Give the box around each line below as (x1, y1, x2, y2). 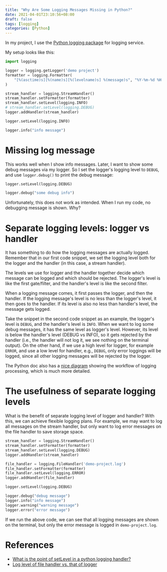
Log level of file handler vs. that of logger (12, 561, 97, 567)
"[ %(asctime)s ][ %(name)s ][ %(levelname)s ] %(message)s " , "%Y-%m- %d (14, 77, 155, 83)
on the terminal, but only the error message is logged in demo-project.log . (5, 521, 158, 528)
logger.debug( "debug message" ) (5, 493, 70, 498)
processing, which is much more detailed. (5, 368, 91, 374)
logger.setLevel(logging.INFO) (5, 119, 70, 124)
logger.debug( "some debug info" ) (5, 191, 75, 196)
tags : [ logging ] (5, 21, 39, 27)
